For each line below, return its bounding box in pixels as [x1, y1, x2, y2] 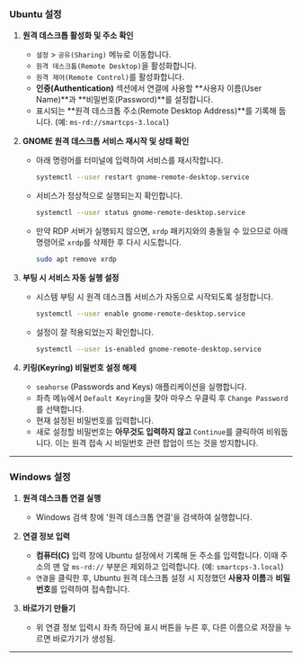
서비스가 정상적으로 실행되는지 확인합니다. [35, 191, 183, 201]
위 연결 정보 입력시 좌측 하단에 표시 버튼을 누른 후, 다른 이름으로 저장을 [35, 622, 283, 632]
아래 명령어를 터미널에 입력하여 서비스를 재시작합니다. [35, 155, 224, 165]
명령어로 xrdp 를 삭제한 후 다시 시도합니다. [35, 237, 182, 248]
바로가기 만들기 [22, 603, 76, 613]
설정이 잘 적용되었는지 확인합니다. [35, 327, 155, 337]
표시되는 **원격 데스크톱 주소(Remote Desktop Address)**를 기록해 [35, 105, 277, 116]
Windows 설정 [9, 470, 71, 483]
